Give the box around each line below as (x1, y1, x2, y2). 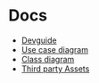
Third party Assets (21, 63, 90, 74)
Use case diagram (21, 44, 88, 54)
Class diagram (21, 54, 75, 64)
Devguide (21, 35, 57, 46)
